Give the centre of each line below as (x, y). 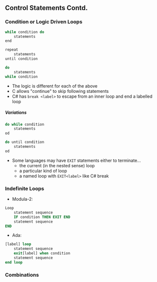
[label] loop (18, 244)
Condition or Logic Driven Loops (44, 22)
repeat (12, 50)
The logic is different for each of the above (55, 86)
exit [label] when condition (42, 253)
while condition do (25, 32)
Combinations (22, 275)
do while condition (25, 124)
